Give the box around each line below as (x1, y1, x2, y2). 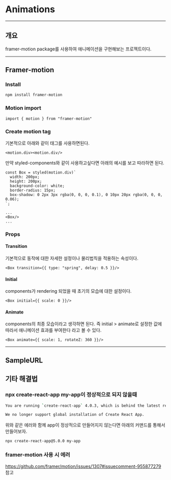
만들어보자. (5, 429, 27, 435)
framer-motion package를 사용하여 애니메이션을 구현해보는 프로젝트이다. (5, 46, 152, 52)
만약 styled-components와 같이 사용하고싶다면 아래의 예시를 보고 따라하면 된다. (5, 159, 164, 166)
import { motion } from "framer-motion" (5, 116, 93, 121)
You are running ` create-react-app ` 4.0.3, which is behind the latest (5, 403, 160, 408)
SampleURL (5, 356, 43, 364)
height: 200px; (10, 179, 42, 184)
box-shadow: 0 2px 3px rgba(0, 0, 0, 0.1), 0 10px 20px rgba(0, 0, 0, (10, 192, 163, 197)
